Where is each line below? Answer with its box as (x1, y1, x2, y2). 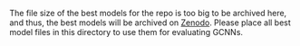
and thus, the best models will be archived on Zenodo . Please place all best (9, 17, 292, 28)
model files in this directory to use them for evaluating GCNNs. (9, 27, 243, 37)
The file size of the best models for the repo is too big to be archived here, (9, 8, 287, 18)
